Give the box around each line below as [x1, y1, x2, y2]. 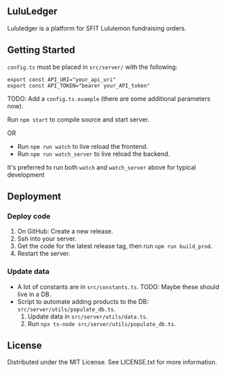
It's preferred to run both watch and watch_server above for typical [7, 163, 196, 171]
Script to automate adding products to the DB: [17, 297, 149, 305]
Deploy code [7, 211, 51, 221]
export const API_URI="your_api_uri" [7, 76, 116, 83]
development [7, 170, 45, 179]
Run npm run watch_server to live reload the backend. [17, 149, 171, 158]
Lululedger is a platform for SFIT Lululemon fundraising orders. [7, 24, 187, 32]
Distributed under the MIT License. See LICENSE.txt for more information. [7, 358, 218, 366]
